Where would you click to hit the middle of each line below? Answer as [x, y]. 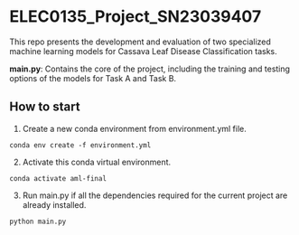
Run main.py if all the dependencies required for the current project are [155, 195]
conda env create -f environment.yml [80, 145]
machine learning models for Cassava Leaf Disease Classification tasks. [143, 51]
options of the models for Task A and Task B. [93, 78]
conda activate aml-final [58, 178]
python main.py [38, 221]
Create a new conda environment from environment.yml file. [134, 128]
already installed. [54, 204]
